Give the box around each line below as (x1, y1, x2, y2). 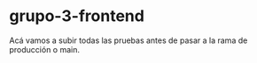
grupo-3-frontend (9, 6, 144, 26)
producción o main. (9, 44, 80, 54)
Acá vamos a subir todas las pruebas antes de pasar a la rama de (9, 35, 248, 45)
